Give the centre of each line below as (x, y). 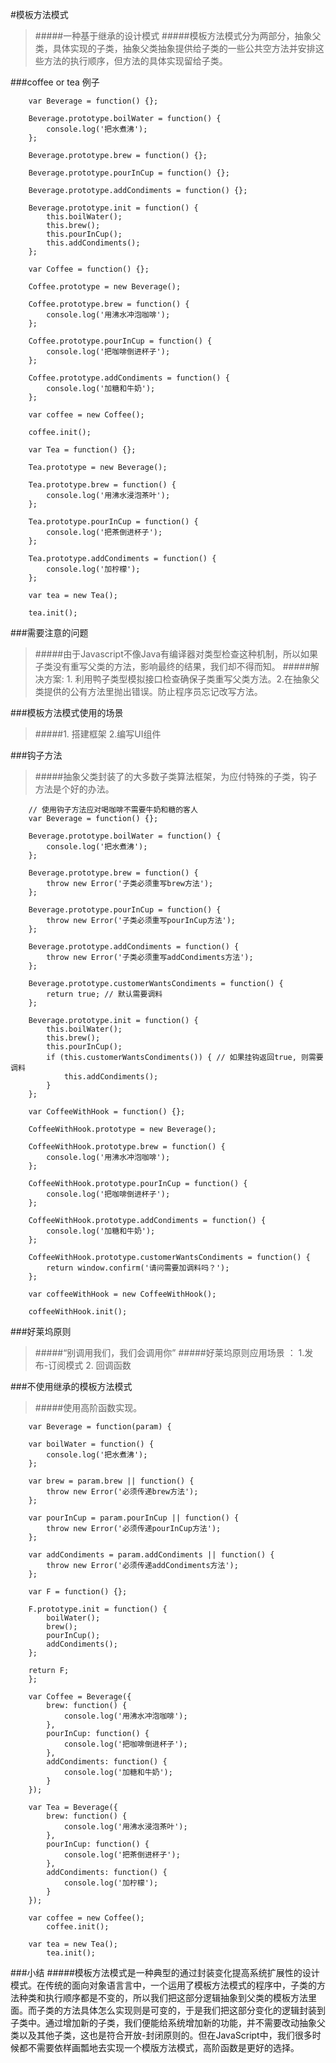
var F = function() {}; (78, 1592)
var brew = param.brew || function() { (111, 1481)
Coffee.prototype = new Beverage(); (105, 287)
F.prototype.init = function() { (98, 1609)
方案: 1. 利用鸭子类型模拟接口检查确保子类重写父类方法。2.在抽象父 (181, 679)
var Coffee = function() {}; (89, 269)
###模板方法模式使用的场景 (67, 712)
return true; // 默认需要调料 (104, 994)
